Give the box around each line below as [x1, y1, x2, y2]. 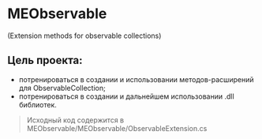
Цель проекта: [7, 54, 84, 67]
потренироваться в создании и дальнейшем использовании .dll [18, 92, 234, 101]
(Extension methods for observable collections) [7, 31, 162, 40]
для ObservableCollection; [18, 83, 106, 92]
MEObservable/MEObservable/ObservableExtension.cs [26, 123, 208, 133]
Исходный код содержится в [26, 115, 124, 125]
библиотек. [18, 100, 57, 109]
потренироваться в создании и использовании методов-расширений [18, 74, 254, 84]
